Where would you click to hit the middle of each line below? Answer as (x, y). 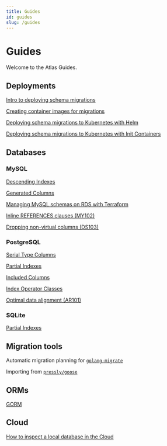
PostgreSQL (23, 242)
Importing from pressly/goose (42, 372)
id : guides (19, 17)
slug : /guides (23, 22)
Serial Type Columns (31, 255)
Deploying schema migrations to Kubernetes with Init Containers (83, 134)
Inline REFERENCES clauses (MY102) (51, 215)
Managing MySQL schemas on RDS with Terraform (67, 204)
